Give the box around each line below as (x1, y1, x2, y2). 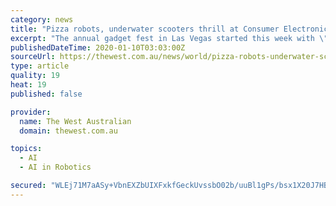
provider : (10, 107, 52, 117)
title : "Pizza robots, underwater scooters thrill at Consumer (10, 24, 280, 34)
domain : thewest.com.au (19, 126, 118, 136)
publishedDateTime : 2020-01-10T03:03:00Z (10, 42, 186, 53)
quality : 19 (10, 71, 60, 81)
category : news (10, 14, 74, 25)
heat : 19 (10, 80, 47, 90)
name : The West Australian (19, 116, 132, 126)
